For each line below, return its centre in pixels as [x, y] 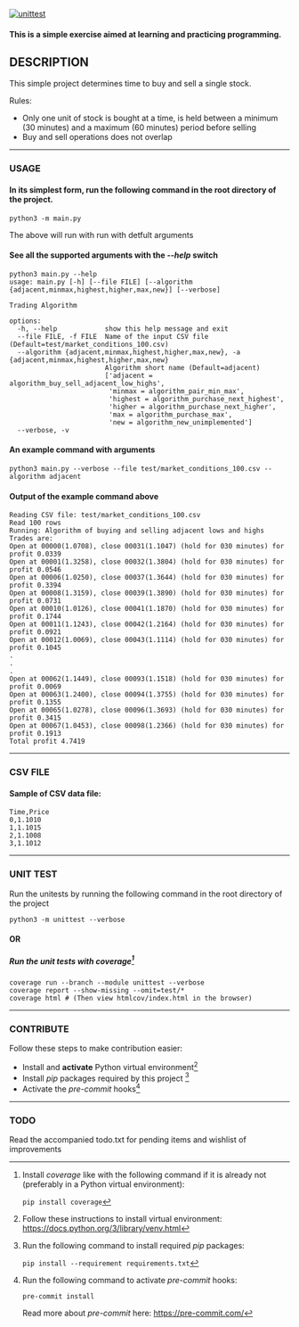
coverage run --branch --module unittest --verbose [107, 982]
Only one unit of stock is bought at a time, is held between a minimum [150, 118]
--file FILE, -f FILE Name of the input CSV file [113, 336]
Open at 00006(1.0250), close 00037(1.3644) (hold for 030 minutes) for [147, 578]
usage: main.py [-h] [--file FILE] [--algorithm [101, 282]
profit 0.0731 [36, 601]
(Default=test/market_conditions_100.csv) [89, 344]
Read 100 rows [36, 523]
